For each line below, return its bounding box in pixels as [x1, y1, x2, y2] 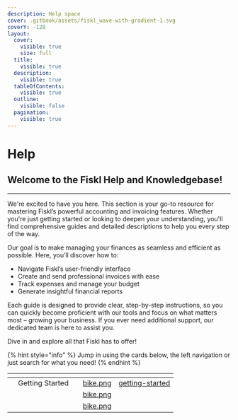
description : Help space [7, 10, 81, 18]
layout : [7, 30, 30, 37]
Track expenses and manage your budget [17, 279, 140, 288]
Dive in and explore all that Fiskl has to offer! [7, 337, 137, 345]
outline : [13, 96, 40, 103]
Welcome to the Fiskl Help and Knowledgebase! [7, 174, 223, 186]
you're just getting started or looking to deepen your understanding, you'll [7, 214, 223, 223]
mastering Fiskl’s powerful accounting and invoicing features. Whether [7, 206, 214, 216]
